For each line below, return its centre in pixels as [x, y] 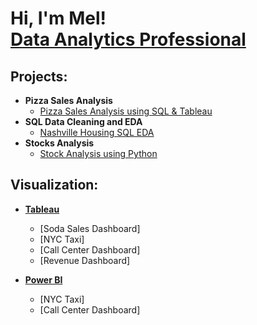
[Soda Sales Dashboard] [90, 228]
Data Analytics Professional [128, 39]
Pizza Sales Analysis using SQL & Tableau [126, 111]
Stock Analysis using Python [98, 153]
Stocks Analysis [59, 143]
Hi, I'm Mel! [58, 18]
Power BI [43, 279]
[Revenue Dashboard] [85, 260]
